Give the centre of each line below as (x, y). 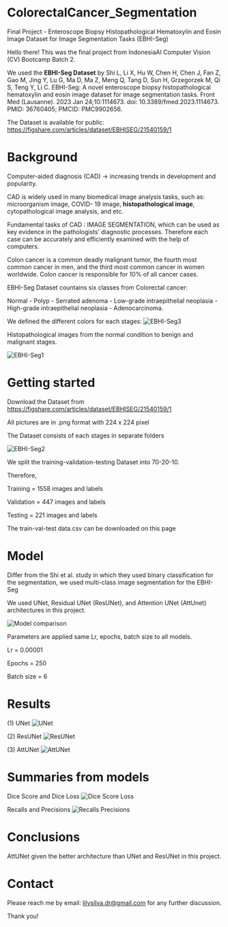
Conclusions (44, 837)
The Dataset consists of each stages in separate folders (86, 435)
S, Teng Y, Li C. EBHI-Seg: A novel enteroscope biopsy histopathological (109, 87)
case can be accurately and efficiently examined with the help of (98, 239)
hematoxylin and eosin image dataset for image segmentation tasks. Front (111, 94)
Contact (30, 884)
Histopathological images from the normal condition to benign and (100, 334)
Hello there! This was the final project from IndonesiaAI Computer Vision (109, 52)
